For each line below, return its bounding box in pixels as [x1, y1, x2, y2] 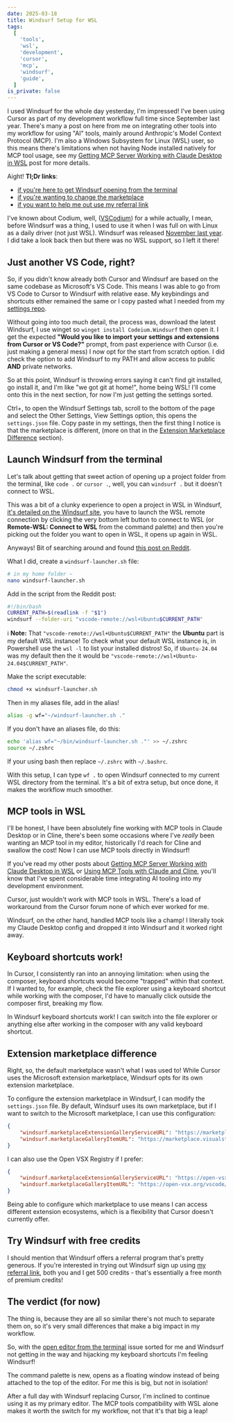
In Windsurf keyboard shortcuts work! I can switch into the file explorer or [7, 1013, 218, 1021]
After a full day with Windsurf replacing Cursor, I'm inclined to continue [7, 1391, 210, 1400]
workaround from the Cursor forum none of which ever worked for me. [7, 903, 209, 911]
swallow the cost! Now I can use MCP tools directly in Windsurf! [7, 846, 190, 855]
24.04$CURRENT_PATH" [7, 661, 67, 667]
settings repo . [7, 304, 47, 313]
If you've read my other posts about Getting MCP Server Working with [7, 860, 207, 868]
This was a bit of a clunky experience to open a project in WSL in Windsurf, [7, 500, 222, 509]
